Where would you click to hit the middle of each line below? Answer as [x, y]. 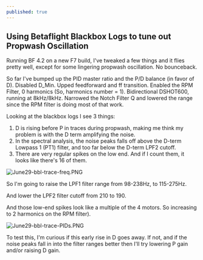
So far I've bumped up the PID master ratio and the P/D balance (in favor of [100, 79]
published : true [27, 12]
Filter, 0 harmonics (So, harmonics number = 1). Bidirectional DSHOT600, [98, 92]
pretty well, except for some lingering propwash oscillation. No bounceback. [102, 67]
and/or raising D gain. [33, 250]
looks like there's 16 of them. [51, 160]
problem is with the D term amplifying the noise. [75, 135]
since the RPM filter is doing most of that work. [65, 104]
